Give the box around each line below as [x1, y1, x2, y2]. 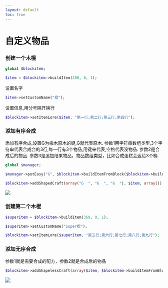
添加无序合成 [5, 246, 36, 253]
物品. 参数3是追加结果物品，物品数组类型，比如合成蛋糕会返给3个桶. [18, 152, 159, 158]
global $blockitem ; [5, 66, 46, 71]
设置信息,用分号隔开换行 [5, 105, 55, 111]
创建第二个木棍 [5, 203, 41, 210]
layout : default [5, 7, 39, 13]
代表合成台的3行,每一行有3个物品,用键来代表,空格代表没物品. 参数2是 [13, 146, 155, 152]
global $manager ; [5, 162, 41, 167]
